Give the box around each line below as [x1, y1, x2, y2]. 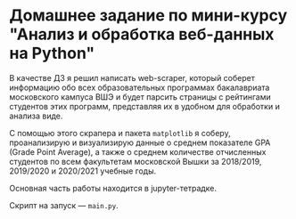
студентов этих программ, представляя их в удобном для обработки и [9, 101, 281, 111]
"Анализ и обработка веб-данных [9, 24, 275, 45]
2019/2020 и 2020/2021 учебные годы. [9, 166, 157, 176]
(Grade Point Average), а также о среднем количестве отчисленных [9, 146, 267, 157]
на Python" [9, 44, 95, 63]
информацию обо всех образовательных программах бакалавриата [9, 82, 270, 93]
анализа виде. [9, 110, 63, 121]
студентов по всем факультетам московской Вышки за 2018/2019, [9, 156, 262, 166]
